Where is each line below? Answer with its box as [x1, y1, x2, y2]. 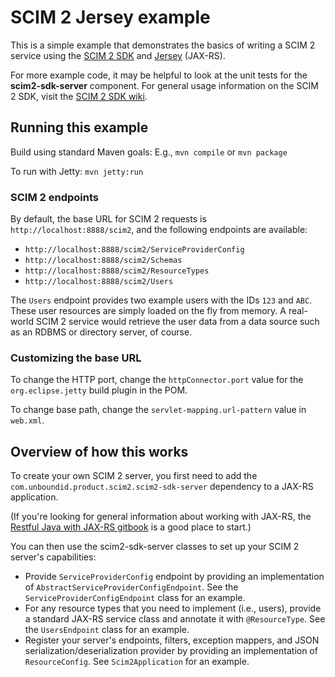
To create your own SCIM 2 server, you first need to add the [10, 470, 258, 482]
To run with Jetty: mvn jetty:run [10, 165, 144, 177]
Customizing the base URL [10, 351, 142, 365]
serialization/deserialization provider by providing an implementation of [24, 645, 318, 657]
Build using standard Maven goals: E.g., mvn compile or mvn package [10, 146, 288, 158]
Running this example [10, 119, 149, 136]
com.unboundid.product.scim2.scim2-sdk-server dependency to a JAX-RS [10, 481, 314, 493]
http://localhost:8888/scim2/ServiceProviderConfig [24, 245, 245, 255]
